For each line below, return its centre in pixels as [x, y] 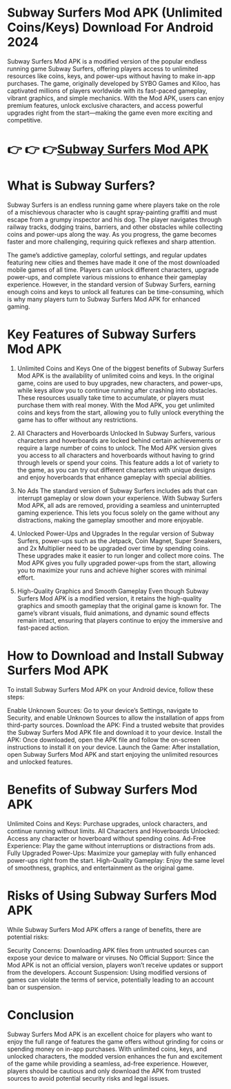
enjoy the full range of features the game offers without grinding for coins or [115, 1041]
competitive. [25, 120]
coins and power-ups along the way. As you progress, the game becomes [112, 235]
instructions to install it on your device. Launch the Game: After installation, [114, 747]
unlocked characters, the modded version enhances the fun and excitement [115, 1056]
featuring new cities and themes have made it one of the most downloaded [113, 263]
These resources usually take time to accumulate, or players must [111, 398]
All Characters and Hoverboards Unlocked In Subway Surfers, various [116, 433]
